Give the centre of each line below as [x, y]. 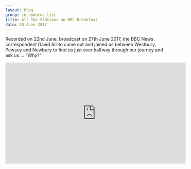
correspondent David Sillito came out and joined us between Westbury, [81, 45]
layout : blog [19, 10]
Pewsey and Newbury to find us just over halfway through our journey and [84, 50]
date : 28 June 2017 [26, 24]
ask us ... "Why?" [24, 55]
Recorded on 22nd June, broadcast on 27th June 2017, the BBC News [79, 39]
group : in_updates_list [31, 15]
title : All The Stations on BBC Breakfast [51, 20]
